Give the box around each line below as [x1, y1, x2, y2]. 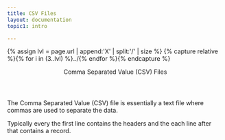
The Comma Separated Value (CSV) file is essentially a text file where [7, 99, 204, 107]
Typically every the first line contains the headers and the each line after [7, 120, 211, 128]
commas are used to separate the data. [7, 107, 118, 115]
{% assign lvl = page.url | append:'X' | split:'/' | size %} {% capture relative [7, 47, 218, 55]
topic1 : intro [7, 23, 48, 29]
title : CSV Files [7, 10, 57, 17]
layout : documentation [7, 16, 72, 23]
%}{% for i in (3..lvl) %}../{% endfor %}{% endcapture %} [7, 55, 171, 63]
